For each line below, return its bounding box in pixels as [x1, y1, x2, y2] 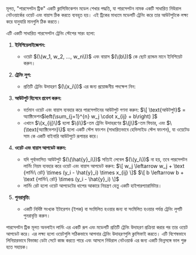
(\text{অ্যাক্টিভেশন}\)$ [23, 126, 66, 133]
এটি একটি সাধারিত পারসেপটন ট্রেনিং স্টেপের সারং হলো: [6, 30, 95, 37]
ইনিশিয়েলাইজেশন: [14, 41, 46, 48]
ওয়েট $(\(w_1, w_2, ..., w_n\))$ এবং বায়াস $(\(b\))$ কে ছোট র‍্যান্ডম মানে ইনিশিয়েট [23, 53, 183, 60]
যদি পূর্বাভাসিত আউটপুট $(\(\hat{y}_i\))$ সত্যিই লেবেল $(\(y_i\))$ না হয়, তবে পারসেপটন [23, 156, 187, 163]
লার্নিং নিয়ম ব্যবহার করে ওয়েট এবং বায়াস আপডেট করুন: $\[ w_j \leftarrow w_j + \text [23, 163, 185, 169]
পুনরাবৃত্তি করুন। [23, 212, 51, 219]
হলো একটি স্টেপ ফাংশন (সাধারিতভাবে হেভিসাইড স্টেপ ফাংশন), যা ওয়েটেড [67, 126, 190, 133]
